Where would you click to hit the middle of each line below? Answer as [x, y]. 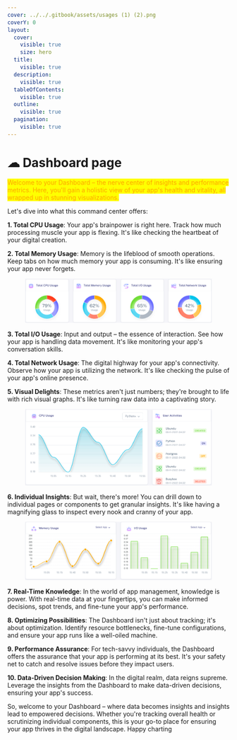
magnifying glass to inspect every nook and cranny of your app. [100, 512]
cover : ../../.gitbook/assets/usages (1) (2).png [82, 15]
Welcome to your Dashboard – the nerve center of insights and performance [118, 182]
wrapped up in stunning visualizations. [63, 197]
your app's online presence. [48, 378]
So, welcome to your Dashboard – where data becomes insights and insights [119, 706]
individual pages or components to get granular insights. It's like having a [114, 504]
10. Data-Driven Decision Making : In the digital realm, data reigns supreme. [117, 677]
